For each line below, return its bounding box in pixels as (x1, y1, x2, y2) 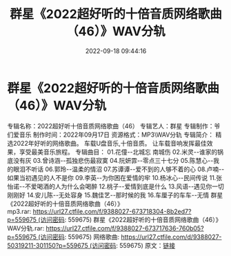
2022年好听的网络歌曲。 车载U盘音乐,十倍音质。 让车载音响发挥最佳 (12, 139, 207, 147)
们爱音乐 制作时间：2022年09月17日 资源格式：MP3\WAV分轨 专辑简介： (7, 130, 214, 139)
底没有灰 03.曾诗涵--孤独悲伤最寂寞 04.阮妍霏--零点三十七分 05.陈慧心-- (7, 156, 214, 164)
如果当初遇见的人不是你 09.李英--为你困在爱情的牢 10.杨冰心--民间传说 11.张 (7, 173, 223, 181)
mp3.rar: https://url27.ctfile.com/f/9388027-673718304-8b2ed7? (7, 207, 192, 215)
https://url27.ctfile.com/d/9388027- (121, 233, 222, 241)
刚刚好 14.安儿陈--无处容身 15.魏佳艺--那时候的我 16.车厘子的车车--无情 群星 (7, 190, 223, 199)
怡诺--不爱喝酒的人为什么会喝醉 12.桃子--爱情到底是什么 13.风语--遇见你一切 (7, 182, 224, 190)
